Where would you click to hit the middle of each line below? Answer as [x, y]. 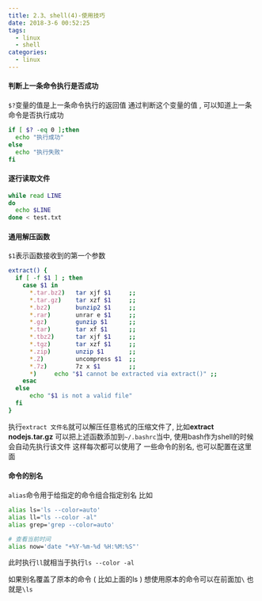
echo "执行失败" [40, 152]
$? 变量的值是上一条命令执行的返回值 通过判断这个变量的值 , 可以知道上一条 [130, 105]
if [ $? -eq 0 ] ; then [44, 130]
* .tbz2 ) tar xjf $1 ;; [82, 337]
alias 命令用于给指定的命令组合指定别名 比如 [80, 495]
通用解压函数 [29, 236]
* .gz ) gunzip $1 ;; [82, 322]
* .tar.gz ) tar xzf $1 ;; [82, 300]
